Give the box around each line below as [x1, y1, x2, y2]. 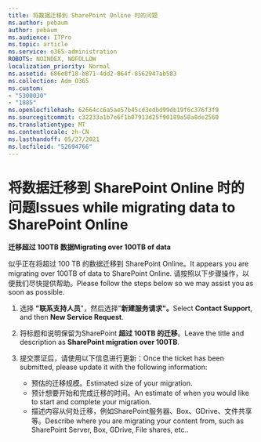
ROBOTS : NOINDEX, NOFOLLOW [8, 56, 96, 63]
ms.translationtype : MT [8, 121, 86, 129]
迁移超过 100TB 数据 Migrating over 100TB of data [8, 242, 171, 252]
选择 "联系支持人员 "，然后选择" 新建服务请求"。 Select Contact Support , [19, 303, 253, 313]
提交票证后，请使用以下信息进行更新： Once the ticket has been [19, 353, 225, 363]
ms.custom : [8, 84, 44, 92]
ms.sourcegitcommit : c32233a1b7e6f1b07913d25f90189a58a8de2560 [8, 114, 219, 121]
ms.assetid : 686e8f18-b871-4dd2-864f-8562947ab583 [8, 70, 177, 78]
